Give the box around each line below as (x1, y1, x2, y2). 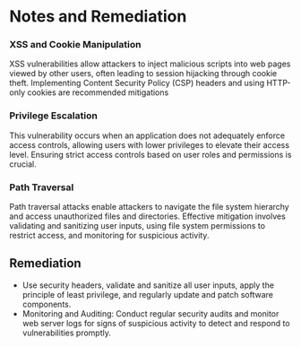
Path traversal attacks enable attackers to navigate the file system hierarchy (9, 202, 289, 213)
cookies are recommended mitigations (26, 87, 169, 98)
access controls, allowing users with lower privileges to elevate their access (9, 139, 289, 150)
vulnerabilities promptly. (21, 327, 112, 338)
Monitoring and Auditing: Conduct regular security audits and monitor (21, 308, 279, 319)
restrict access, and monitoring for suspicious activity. (9, 230, 210, 241)
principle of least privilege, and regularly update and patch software (21, 289, 273, 299)
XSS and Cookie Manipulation (9, 39, 142, 51)
